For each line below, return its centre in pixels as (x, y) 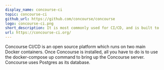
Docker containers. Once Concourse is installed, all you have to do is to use (82, 52)
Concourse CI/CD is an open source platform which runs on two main (75, 47)
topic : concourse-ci (26, 14)
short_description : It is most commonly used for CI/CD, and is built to (82, 28)
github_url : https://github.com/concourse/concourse (60, 19)
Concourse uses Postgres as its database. (48, 62)
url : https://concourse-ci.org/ (38, 33)
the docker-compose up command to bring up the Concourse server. (75, 57)
